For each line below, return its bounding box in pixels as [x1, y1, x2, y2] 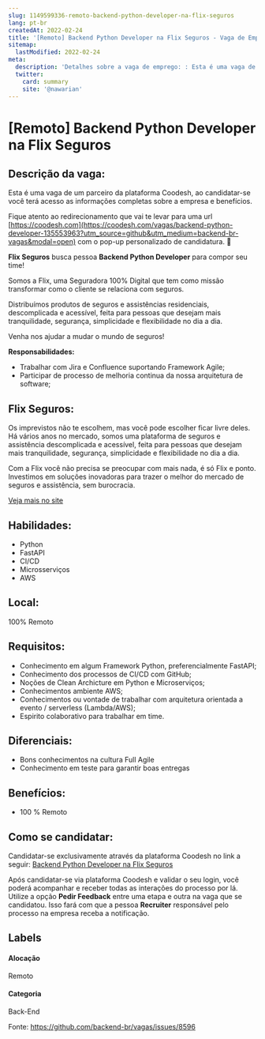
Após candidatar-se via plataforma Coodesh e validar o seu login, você [8, 875, 239, 885]
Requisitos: [8, 640, 65, 653]
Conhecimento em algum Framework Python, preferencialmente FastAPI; [19, 661, 257, 670]
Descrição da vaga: [8, 167, 106, 180]
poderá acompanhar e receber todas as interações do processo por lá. [8, 883, 238, 893]
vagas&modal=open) [8, 237, 77, 247]
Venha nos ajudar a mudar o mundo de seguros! [8, 332, 165, 341]
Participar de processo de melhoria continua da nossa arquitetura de [19, 371, 243, 380]
